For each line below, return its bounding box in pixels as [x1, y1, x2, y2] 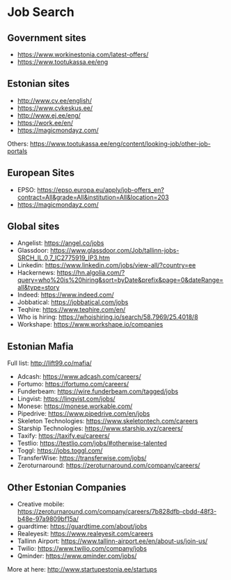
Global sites [7, 221, 60, 233]
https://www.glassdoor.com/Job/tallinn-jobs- [49, 246, 180, 255]
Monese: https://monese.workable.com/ [17, 402, 133, 411]
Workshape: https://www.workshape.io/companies [17, 320, 164, 329]
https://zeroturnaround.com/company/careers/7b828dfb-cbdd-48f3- [17, 508, 217, 516]
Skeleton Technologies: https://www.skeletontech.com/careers [17, 417, 198, 425]
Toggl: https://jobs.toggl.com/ [17, 446, 103, 455]
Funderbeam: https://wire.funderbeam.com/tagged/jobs [17, 387, 179, 395]
